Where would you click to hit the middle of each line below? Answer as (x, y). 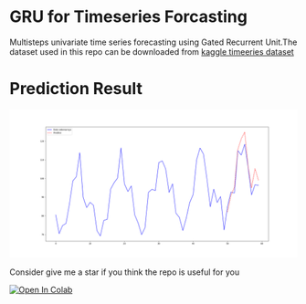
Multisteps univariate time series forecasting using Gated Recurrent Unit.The (153, 42)
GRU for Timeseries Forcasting (129, 17)
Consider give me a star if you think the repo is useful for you (125, 272)
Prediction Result (76, 89)
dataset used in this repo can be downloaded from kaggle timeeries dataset (152, 51)
